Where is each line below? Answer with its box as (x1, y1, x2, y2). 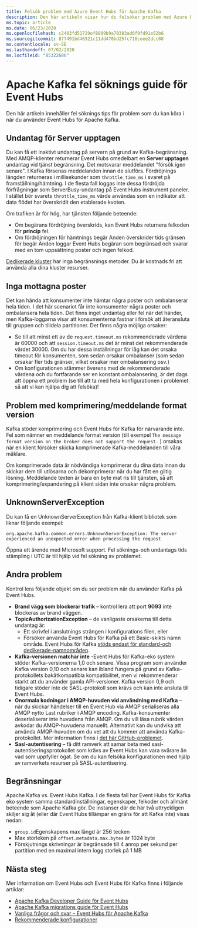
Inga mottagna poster (6, 281, 87, 291)
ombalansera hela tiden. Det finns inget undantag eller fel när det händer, (6, 310, 183, 317)
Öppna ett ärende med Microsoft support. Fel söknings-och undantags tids (6, 546, 188, 553)
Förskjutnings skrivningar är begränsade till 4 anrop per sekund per (14, 841, 178, 848)
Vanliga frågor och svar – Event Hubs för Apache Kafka (14, 910, 148, 917)
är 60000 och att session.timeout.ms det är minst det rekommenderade (14, 340, 188, 347)
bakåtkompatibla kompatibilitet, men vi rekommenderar (45, 672, 178, 679)
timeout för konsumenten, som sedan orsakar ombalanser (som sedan (14, 352, 185, 359)
